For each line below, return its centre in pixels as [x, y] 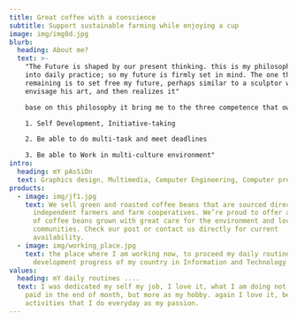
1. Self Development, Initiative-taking [100, 123]
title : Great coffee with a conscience [83, 17]
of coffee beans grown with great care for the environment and [153, 221]
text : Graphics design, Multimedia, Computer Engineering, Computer [146, 180]
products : [27, 188]
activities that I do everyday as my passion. [112, 303]
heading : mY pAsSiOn [55, 172]
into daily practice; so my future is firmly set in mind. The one [152, 75]
